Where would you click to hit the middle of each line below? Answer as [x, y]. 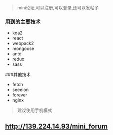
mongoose [23, 48]
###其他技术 [18, 75]
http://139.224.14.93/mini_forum [56, 126]
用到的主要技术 [23, 22]
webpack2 [23, 44]
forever [19, 95]
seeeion [20, 90]
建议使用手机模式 [35, 110]
